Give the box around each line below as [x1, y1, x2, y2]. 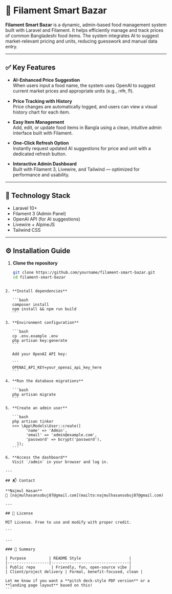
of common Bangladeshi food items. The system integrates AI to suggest [5, 32, 159, 39]
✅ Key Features [5, 63, 56, 72]
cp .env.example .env [12, 333, 58, 339]
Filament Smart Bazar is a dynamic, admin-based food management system [5, 22, 167, 28]
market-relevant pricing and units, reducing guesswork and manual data [5, 38, 158, 44]
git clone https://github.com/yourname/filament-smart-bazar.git [12, 270, 155, 275]
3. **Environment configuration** [5, 320, 79, 325]
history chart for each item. [12, 109, 71, 115]
